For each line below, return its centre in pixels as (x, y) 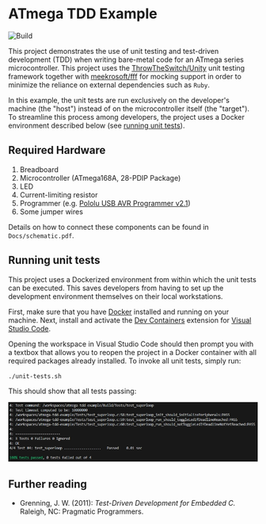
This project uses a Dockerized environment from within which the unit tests (133, 279)
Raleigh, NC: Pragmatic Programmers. (82, 511)
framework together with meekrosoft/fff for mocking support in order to (125, 76)
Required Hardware (57, 150)
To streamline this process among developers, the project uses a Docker (127, 117)
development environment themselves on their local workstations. (116, 296)
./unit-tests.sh (35, 376)
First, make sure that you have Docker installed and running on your (119, 312)
